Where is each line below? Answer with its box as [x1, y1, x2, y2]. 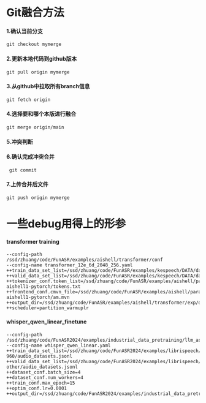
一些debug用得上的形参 [6, 217, 126, 231]
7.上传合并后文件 [6, 181, 49, 188]
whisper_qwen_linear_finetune [6, 318, 87, 325]
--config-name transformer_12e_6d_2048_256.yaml [6, 262, 133, 268]
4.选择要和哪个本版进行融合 [6, 110, 77, 118]
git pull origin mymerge [6, 69, 70, 75]
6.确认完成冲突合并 [6, 153, 55, 160]
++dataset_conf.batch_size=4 [6, 369, 81, 375]
